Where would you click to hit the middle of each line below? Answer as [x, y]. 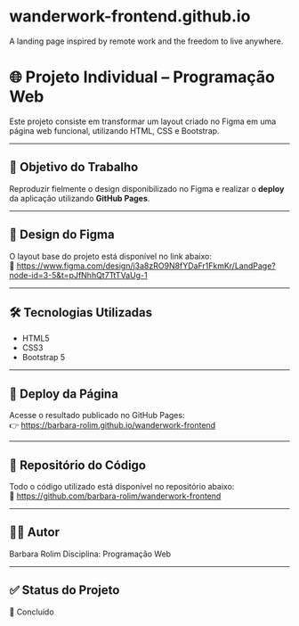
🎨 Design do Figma [62, 235]
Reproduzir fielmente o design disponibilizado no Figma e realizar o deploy [147, 188]
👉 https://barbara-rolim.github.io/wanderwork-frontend [113, 425]
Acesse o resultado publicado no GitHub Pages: [97, 416]
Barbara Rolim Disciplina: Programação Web [90, 554]
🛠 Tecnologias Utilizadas [81, 313]
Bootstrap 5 [44, 358]
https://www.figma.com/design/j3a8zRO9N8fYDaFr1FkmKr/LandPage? [146, 266]
